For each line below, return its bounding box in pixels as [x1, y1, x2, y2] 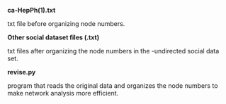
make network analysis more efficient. [7, 89, 119, 97]
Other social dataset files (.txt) [7, 33, 100, 41]
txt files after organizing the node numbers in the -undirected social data [7, 47, 220, 55]
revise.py [7, 68, 36, 76]
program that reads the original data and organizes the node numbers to [7, 82, 218, 90]
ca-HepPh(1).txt [7, 6, 56, 14]
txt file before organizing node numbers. [7, 20, 125, 27]
